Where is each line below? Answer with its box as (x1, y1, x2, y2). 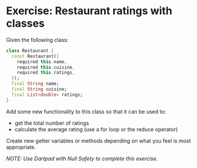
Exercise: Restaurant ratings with (6, 4, 173, 18)
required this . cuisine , (17, 64, 75, 70)
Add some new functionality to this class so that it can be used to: (6, 108, 166, 115)
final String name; (11, 81, 60, 87)
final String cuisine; (11, 86, 67, 92)
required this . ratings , (17, 70, 75, 76)
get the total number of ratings (14, 119, 90, 127)
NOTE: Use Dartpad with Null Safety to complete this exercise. (6, 155, 158, 162)
